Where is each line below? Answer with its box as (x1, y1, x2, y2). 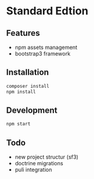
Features (6, 28, 40, 38)
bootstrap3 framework (14, 50, 71, 57)
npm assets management (14, 44, 78, 51)
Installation (6, 67, 49, 78)
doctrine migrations (14, 160, 63, 167)
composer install (6, 83, 50, 89)
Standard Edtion (6, 4, 89, 18)
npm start (6, 121, 31, 127)
